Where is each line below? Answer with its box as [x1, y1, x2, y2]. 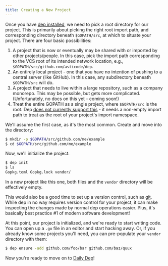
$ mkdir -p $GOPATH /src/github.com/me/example [5, 137, 105, 142]
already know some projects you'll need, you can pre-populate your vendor [5, 231, 161, 237]
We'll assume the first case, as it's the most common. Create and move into [5, 121, 162, 127]
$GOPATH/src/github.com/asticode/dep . [12, 63, 93, 69]
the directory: [5, 127, 34, 133]
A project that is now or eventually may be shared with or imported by [12, 47, 158, 53]
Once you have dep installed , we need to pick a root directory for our [5, 21, 149, 27]
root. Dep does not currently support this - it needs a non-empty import [12, 106, 161, 112]
